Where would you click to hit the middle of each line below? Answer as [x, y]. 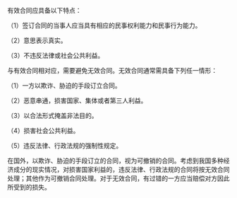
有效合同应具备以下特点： [44, 10]
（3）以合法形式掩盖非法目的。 [53, 116]
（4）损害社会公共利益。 [43, 130]
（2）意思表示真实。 [37, 40]
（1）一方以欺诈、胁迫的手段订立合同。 [64, 86]
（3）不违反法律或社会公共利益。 [56, 56]
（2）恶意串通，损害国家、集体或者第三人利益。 [77, 100]
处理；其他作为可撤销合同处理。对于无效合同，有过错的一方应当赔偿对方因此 [119, 178]
